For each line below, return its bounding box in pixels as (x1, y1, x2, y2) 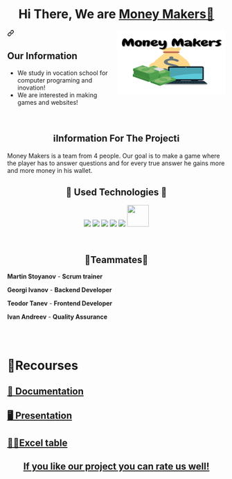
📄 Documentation (7, 385, 84, 397)
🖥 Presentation (7, 410, 73, 422)
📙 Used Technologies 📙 (65, 186, 168, 198)
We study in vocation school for (17, 69, 109, 77)
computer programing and (17, 76, 92, 84)
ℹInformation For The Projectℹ (53, 133, 180, 144)
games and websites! (17, 98, 78, 106)
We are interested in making (17, 90, 98, 99)
